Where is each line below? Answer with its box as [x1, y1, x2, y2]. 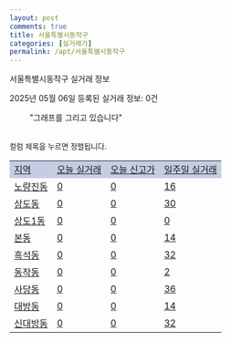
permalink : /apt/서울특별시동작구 [9, 47, 126, 57]
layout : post [9, 13, 59, 23]
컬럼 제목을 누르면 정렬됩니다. [9, 141, 108, 151]
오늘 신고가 [110, 163, 155, 176]
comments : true [9, 22, 68, 31]
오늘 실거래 [56, 163, 102, 176]
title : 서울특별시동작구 [9, 30, 89, 39]
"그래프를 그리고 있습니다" [29, 112, 123, 123]
